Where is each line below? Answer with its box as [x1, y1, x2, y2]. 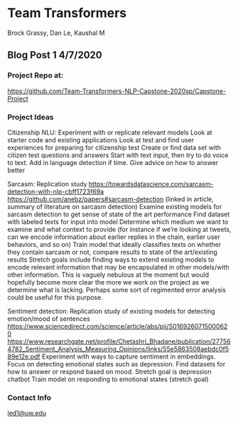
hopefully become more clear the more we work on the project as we [7, 277, 210, 286]
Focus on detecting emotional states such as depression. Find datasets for [7, 359, 226, 368]
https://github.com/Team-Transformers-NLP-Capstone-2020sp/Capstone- [7, 87, 226, 95]
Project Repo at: [7, 70, 64, 80]
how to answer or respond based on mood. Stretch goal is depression [7, 367, 212, 376]
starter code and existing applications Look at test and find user [7, 135, 195, 144]
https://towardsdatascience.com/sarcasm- [88, 179, 214, 188]
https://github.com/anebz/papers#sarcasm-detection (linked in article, [7, 194, 215, 203]
